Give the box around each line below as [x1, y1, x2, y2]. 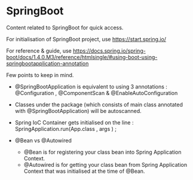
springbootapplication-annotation [6, 60, 89, 67]
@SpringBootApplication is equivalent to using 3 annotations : [14, 83, 167, 90]
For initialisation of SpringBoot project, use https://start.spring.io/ [6, 35, 166, 42]
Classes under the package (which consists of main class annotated [14, 100, 183, 108]
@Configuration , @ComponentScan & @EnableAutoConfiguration [14, 89, 178, 96]
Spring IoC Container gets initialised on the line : [14, 118, 134, 126]
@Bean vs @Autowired [14, 136, 72, 144]
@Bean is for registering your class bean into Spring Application [23, 148, 182, 155]
